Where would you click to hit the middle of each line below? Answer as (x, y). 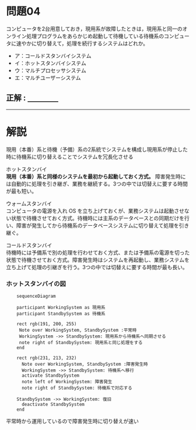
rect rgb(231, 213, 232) (47, 358)
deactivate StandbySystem (53, 404)
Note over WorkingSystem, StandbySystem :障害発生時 (85, 364)
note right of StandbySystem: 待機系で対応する (77, 388)
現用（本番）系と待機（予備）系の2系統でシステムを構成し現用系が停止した (97, 149)
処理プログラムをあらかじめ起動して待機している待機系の (95, 36)
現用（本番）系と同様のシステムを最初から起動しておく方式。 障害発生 (91, 176)
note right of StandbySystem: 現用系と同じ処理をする (81, 342)
